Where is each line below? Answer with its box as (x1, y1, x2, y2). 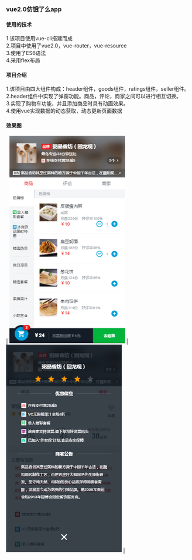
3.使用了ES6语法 (6, 50, 46, 57)
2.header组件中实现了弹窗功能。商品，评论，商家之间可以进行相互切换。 (6, 92, 182, 100)
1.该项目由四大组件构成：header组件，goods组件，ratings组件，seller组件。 (6, 85, 190, 92)
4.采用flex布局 (6, 57, 40, 64)
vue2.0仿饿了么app (6, 5, 62, 13)
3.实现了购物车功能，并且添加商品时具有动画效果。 (6, 100, 129, 107)
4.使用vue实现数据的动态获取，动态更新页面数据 (6, 107, 122, 115)
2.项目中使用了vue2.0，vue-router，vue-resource (6, 42, 127, 49)
